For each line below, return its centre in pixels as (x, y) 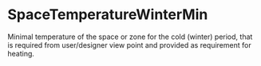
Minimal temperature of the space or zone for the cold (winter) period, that (130, 37)
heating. (21, 53)
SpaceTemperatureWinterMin (108, 15)
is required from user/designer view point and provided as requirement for (130, 45)
